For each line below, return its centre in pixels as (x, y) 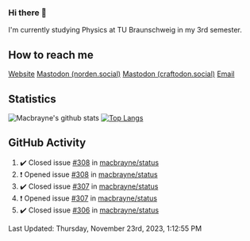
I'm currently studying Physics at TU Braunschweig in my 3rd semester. (125, 30)
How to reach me (51, 55)
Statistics (33, 99)
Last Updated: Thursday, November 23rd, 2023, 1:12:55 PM (105, 228)
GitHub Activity (47, 143)
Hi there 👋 (28, 13)
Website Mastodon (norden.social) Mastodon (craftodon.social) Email (121, 74)
